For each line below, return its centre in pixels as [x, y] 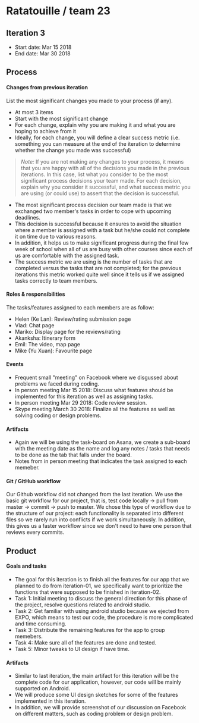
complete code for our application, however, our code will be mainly [98, 682]
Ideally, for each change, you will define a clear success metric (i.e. [97, 137]
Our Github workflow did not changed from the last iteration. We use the [94, 494]
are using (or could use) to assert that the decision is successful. [100, 193]
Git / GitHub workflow [34, 481]
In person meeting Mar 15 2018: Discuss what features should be [94, 390]
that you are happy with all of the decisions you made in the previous [105, 168]
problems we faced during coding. [57, 384]
